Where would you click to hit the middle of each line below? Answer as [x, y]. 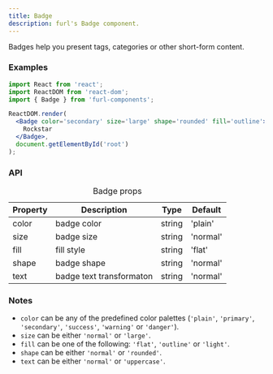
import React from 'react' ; [56, 84]
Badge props [117, 191]
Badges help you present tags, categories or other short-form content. [127, 46]
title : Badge [30, 16]
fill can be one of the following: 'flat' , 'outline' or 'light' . [125, 344]
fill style [70, 250]
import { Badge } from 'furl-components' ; [81, 99]
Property [30, 209]
